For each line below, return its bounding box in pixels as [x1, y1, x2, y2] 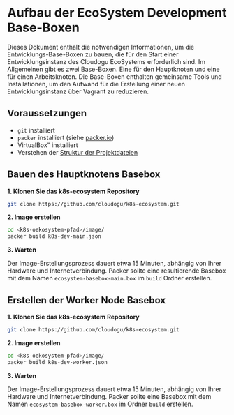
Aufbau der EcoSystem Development [7, 5, 227, 21]
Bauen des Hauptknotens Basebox [7, 169, 161, 181]
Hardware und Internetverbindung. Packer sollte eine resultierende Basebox [7, 266, 226, 275]
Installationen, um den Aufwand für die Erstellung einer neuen [7, 80, 186, 88]
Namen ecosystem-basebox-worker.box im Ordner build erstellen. [7, 400, 193, 408]
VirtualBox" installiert [17, 141, 78, 149]
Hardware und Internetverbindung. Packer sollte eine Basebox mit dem [7, 392, 212, 400]
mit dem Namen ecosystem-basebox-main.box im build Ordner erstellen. [7, 274, 212, 282]
